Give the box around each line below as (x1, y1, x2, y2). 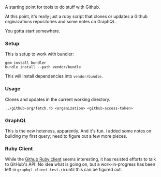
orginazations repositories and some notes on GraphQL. (5, 19, 117, 24)
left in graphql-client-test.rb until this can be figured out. (5, 167, 122, 173)
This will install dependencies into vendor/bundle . (5, 73, 103, 79)
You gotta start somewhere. (5, 28, 60, 33)
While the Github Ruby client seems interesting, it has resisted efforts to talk (5, 156, 156, 162)
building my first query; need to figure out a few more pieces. (5, 133, 127, 139)
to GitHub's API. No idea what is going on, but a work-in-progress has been (5, 161, 156, 167)
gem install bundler (5, 61, 47, 65)
